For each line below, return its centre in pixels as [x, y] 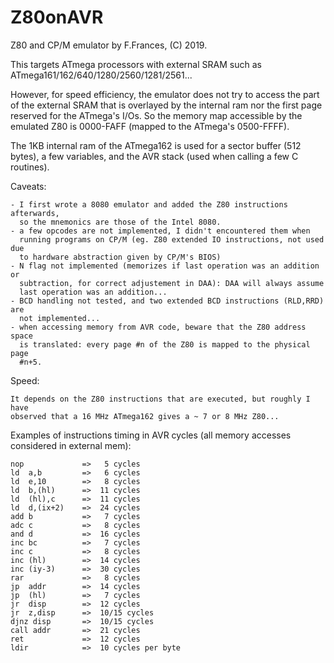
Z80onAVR [57, 17]
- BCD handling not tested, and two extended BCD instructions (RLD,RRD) [167, 301]
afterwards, [35, 213]
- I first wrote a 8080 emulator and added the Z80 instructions [149, 204]
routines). [30, 167]
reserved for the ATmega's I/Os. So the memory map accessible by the [156, 115]
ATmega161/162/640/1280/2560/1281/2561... [101, 75]
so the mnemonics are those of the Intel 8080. [120, 222]
